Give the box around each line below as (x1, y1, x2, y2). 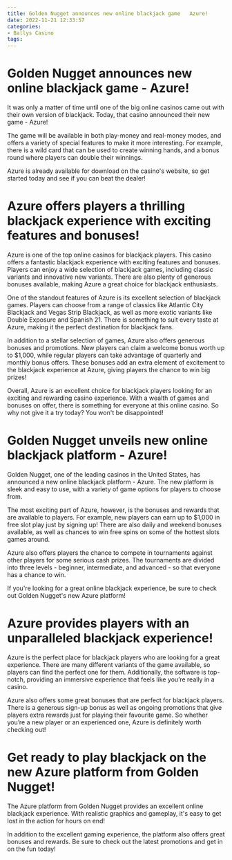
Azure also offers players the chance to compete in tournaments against (7, 548, 213, 557)
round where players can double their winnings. (7, 154, 143, 162)
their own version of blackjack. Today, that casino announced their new (7, 111, 211, 119)
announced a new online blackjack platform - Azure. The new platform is (7, 477, 214, 486)
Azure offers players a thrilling (7, 199, 185, 214)
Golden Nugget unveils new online (7, 433, 209, 448)
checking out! (7, 725, 46, 733)
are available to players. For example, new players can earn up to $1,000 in (7, 513, 220, 521)
